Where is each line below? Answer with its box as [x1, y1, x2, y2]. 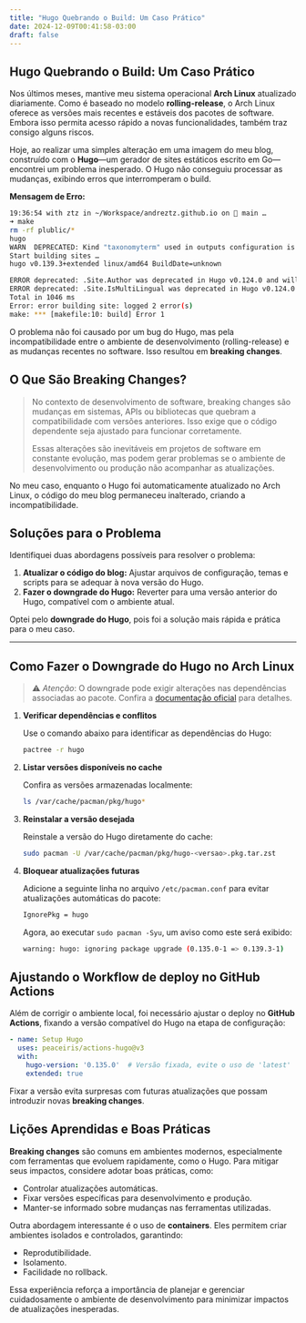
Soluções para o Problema [9, 525, 162, 541]
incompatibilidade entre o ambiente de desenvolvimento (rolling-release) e [9, 336, 290, 347]
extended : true [25, 1069, 84, 1078]
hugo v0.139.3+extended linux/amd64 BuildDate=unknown [9, 260, 222, 269]
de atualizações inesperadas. [9, 1303, 120, 1314]
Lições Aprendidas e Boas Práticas [9, 1122, 211, 1137]
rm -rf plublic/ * [9, 225, 76, 235]
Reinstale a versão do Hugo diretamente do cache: [22, 830, 214, 842]
